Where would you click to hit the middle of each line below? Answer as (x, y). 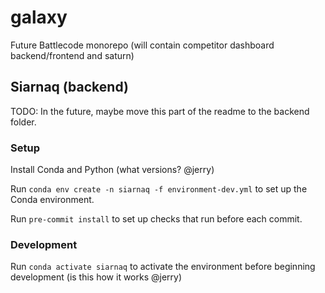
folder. (23, 122)
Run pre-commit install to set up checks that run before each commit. (156, 219)
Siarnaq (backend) (69, 87)
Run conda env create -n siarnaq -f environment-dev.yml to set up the (159, 189)
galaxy (39, 17)
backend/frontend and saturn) (72, 55)
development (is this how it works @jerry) (96, 277)
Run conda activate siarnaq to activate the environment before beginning (163, 267)
